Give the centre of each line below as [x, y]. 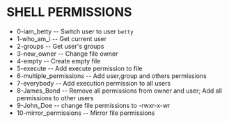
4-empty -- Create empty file [58, 61]
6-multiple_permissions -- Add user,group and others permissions [111, 76]
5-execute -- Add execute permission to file [79, 68]
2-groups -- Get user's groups [60, 46]
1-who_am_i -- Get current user [62, 38]
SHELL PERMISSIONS [69, 12]
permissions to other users [55, 98]
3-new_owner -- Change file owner [67, 54]
